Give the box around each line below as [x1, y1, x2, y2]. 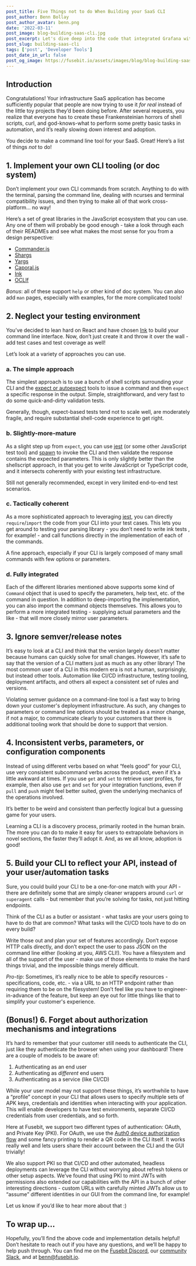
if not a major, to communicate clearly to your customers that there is [6, 714, 172, 722]
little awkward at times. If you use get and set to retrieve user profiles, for [6, 775, 183, 782]
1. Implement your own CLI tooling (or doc [6, 161, 160, 171]
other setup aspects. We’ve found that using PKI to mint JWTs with [6, 1172, 167, 1179]
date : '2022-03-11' [6, 25, 54, 31]
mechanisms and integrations [6, 1024, 117, 1034]
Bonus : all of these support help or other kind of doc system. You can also [6, 288, 185, 295]
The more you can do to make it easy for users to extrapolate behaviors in [6, 829, 184, 836]
